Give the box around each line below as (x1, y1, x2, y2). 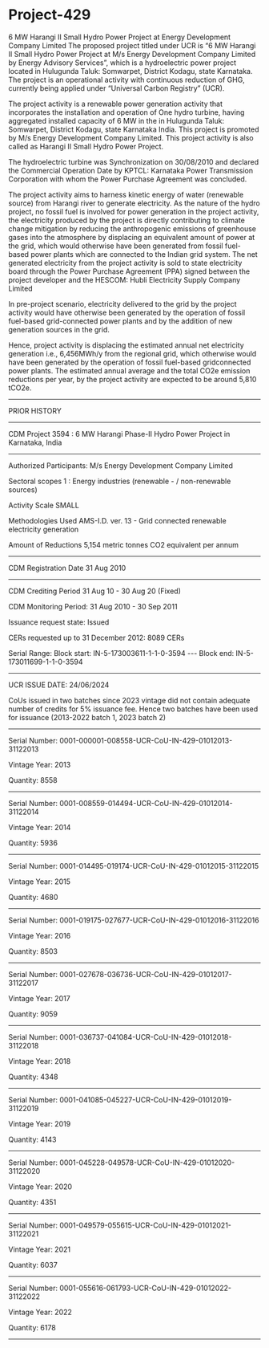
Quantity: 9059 (8, 1009, 58, 1019)
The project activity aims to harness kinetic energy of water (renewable (8, 189, 244, 199)
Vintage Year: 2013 (8, 760, 71, 769)
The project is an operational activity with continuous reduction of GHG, (8, 75, 246, 84)
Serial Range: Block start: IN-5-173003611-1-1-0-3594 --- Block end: (8, 648, 235, 658)
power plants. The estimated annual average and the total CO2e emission (8, 365, 251, 375)
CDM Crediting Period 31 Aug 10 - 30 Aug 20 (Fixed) (8, 586, 182, 596)
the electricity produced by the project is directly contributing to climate (8, 215, 246, 225)
